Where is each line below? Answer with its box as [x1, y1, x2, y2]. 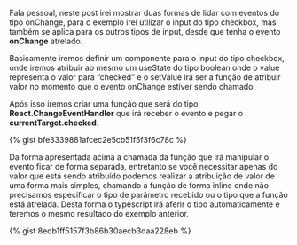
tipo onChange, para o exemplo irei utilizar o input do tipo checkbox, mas [9, 17, 277, 28]
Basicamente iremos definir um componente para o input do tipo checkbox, [9, 53, 285, 63]
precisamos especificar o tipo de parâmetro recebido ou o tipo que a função [9, 190, 288, 200]
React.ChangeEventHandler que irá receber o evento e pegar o [9, 108, 244, 118]
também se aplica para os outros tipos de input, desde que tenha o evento [9, 27, 281, 36]
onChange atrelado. [9, 36, 83, 46]
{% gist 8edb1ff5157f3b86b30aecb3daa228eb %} [9, 225, 192, 236]
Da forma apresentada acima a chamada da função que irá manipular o [9, 152, 270, 162]
